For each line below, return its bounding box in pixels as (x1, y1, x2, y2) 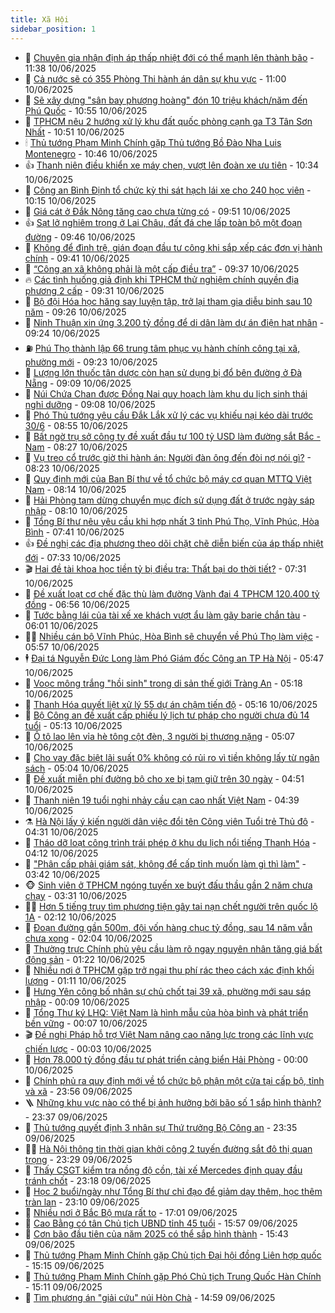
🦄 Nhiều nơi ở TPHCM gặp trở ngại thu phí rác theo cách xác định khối (24, 964, 315, 976)
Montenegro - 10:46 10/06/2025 (24, 147, 158, 160)
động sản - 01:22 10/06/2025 (24, 953, 146, 965)
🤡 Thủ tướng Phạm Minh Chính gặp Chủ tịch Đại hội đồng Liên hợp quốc (24, 1249, 322, 1261)
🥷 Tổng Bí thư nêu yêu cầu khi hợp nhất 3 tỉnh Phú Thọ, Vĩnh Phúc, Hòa (24, 515, 320, 527)
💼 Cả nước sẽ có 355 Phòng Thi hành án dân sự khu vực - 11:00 (24, 72, 287, 85)
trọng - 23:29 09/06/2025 (24, 1153, 133, 1165)
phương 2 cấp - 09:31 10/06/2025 (24, 284, 165, 296)
